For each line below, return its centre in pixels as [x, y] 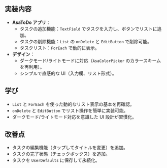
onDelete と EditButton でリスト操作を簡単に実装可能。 [70, 110]
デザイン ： [23, 54]
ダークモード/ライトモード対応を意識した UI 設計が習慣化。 [74, 117]
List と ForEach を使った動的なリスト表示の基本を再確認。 [73, 104]
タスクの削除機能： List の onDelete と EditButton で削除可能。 [86, 41]
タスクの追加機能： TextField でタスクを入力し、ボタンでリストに [88, 29]
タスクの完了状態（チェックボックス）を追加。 [61, 154]
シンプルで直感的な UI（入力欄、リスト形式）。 [68, 73]
